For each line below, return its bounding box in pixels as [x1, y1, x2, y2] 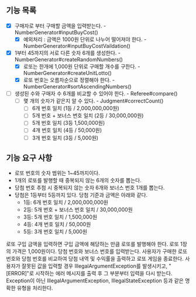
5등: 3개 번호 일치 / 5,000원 [23, 228, 88, 235]
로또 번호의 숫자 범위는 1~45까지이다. [14, 169, 101, 177]
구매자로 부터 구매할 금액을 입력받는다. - [14, 22, 106, 29]
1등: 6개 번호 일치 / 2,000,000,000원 [23, 199, 109, 206]
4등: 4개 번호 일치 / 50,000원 [23, 221, 91, 228]
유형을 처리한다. [16, 285, 53, 292]
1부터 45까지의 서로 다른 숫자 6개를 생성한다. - [14, 49, 121, 56]
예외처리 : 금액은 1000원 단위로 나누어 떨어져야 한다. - [23, 36, 147, 43]
